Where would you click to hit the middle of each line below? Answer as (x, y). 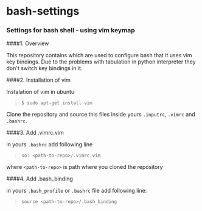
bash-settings (43, 11)
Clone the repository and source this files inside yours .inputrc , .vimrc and (101, 115)
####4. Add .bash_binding (40, 179)
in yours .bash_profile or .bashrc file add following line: (77, 191)
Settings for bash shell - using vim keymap (71, 30)
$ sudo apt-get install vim (57, 103)
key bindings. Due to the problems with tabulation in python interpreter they (101, 62)
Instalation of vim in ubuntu (40, 92)
